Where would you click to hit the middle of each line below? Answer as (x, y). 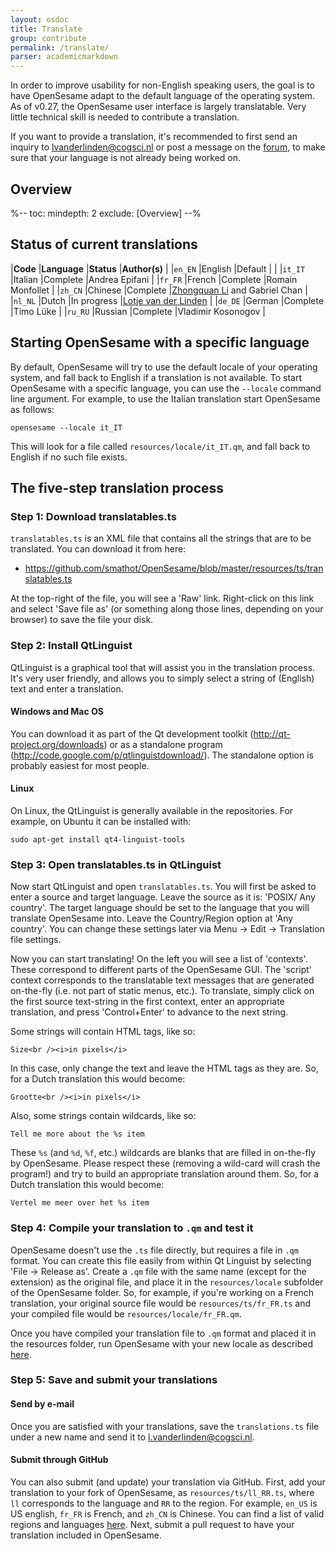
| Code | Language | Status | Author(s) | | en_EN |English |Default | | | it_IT (158, 268)
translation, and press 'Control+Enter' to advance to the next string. (149, 1012)
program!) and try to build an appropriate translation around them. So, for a (165, 1174)
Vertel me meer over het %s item (80, 1203)
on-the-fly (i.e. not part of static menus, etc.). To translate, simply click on (162, 991)
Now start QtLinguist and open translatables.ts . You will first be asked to (163, 887)
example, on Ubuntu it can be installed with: (101, 821)
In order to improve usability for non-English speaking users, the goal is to (162, 85)
